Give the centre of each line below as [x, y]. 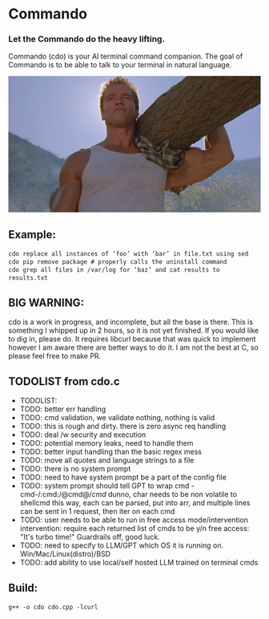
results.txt [28, 278]
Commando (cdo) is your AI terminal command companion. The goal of [126, 56]
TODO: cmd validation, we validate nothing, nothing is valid [117, 418]
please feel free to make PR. [55, 356]
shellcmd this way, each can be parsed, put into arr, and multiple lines [135, 503]
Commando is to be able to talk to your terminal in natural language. [120, 65]
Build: [23, 587]
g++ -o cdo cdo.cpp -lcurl [53, 607]
